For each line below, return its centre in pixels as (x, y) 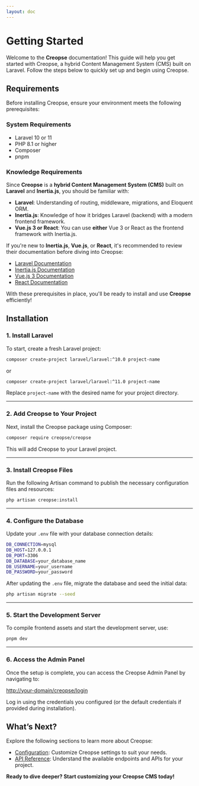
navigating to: (23, 679)
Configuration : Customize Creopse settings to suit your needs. (91, 752)
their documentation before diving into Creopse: (65, 252)
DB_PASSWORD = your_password (39, 572)
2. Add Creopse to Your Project (52, 414)
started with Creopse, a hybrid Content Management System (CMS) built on (99, 63)
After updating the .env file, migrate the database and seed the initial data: (97, 583)
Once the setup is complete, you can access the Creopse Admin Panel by (96, 672)
